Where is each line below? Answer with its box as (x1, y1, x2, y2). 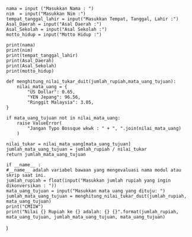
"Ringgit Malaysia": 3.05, (27, 99, 94, 105)
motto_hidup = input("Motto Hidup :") (6, 32, 102, 38)
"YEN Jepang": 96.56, (27, 94, 81, 100)
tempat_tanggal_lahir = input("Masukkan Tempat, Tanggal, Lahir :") (6, 16, 179, 22)
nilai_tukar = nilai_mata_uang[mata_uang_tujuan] (6, 141, 132, 147)
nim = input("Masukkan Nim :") (6, 11, 86, 17)
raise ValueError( (17, 120, 62, 126)
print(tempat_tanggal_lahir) (6, 52, 78, 58)
